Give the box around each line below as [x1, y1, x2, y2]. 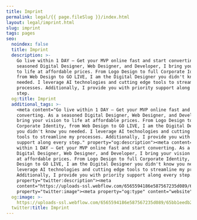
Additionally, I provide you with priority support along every [16, 172, 177, 178]
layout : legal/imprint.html [6, 19, 75, 25]
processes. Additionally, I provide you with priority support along [16, 85, 191, 91]
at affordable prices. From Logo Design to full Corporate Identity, [16, 156, 191, 162]
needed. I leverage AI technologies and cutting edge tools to [16, 80, 175, 86]
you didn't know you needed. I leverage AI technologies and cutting [16, 128, 191, 135]
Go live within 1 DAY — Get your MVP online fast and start [16, 57, 167, 63]
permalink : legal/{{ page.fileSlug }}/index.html [6, 14, 130, 20]
